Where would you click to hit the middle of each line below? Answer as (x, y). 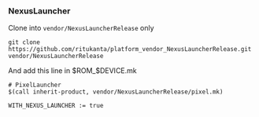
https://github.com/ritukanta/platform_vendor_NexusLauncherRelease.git (130, 49)
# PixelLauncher (35, 85)
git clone (24, 42)
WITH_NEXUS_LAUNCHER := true (56, 106)
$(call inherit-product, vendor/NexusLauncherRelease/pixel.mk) (116, 92)
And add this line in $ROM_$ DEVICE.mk (72, 71)
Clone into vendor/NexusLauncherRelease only (81, 28)
